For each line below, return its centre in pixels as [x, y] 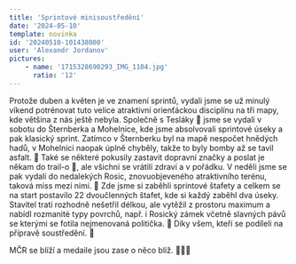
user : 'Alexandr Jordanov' [59, 51]
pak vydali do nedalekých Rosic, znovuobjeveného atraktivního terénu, [138, 176]
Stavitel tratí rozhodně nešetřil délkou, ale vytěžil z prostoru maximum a [140, 204]
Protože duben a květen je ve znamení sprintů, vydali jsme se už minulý [140, 100]
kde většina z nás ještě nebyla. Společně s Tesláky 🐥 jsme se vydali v [136, 119]
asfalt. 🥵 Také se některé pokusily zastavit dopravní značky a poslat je [137, 157]
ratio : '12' [55, 76]
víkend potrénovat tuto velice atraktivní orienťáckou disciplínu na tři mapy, [144, 110]
